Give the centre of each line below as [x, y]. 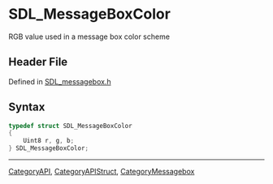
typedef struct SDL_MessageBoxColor [70, 126]
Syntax [27, 107]
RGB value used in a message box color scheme [89, 36]
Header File [38, 62]
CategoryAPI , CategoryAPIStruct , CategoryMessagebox [102, 172]
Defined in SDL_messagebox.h [60, 81]
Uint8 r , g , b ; [49, 141]
